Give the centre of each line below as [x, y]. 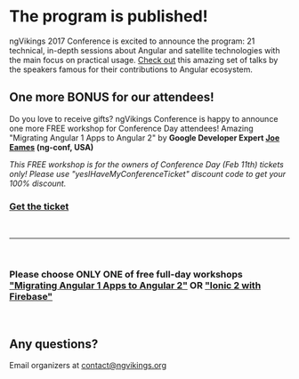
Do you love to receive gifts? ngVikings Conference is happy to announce [144, 118]
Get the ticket [39, 206]
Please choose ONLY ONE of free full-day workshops [126, 274]
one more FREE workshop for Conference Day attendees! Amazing [131, 128]
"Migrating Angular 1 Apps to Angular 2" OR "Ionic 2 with [135, 285]
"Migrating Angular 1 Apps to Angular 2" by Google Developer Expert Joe [145, 137]
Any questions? [54, 344]
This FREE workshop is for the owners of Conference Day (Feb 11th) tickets [147, 164]
